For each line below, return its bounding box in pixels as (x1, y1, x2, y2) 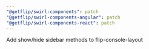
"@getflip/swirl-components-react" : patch (6, 20, 115, 26)
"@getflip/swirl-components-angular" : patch (6, 14, 121, 20)
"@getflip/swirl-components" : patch (6, 8, 99, 15)
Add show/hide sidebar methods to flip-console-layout (6, 36, 144, 44)
